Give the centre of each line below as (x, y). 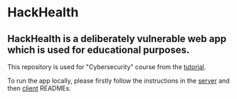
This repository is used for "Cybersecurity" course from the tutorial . (107, 67)
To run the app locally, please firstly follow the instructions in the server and (118, 80)
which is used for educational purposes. (99, 49)
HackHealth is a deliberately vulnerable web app (117, 39)
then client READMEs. (39, 88)
